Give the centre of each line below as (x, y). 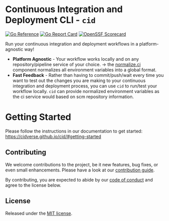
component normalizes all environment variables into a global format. (84, 70)
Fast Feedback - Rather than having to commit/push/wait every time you (88, 75)
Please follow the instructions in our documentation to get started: (74, 131)
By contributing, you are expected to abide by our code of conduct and (79, 180)
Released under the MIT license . (39, 213)
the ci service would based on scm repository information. (73, 97)
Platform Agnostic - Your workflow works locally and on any (76, 59)
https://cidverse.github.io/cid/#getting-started (53, 136)
